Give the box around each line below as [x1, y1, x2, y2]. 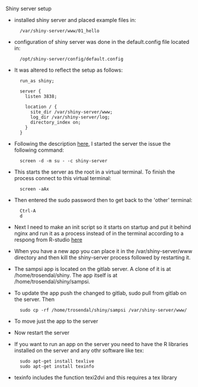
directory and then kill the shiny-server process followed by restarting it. [14, 254, 191, 261]
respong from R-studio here [14, 236, 82, 243]
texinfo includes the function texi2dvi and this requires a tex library [14, 374, 177, 381]
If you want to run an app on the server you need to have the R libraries [14, 341, 189, 347]
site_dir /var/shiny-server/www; [30, 109, 113, 115]
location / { [25, 104, 58, 110]
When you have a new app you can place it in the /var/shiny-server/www [14, 248, 193, 254]
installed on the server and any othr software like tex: [14, 347, 145, 354]
